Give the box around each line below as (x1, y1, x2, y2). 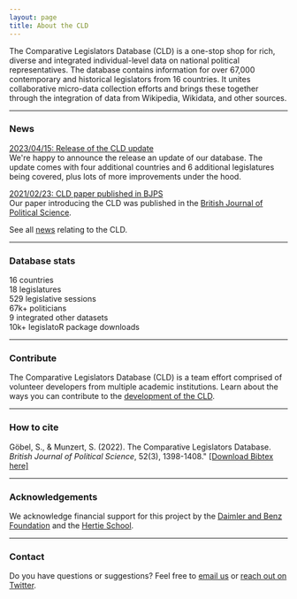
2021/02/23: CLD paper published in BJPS (9, 188, 164, 199)
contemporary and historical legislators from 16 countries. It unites (9, 73, 251, 84)
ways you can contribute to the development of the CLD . (9, 391, 215, 402)
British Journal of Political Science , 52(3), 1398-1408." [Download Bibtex (9, 450, 274, 461)
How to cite (9, 421, 59, 434)
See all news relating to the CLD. (9, 224, 128, 234)
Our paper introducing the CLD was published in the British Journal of (9, 197, 263, 208)
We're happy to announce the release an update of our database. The (9, 152, 263, 163)
